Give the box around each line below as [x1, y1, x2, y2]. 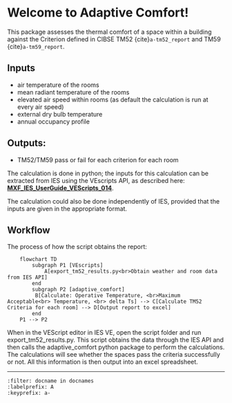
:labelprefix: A [7, 384, 54, 391]
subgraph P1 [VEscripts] [32, 262, 104, 269]
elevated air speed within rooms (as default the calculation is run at [17, 95, 209, 104]
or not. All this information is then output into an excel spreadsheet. [7, 357, 198, 366]
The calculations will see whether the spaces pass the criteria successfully [7, 351, 221, 359]
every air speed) [17, 102, 64, 111]
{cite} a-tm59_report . [7, 42, 65, 50]
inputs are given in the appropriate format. [7, 204, 128, 213]
